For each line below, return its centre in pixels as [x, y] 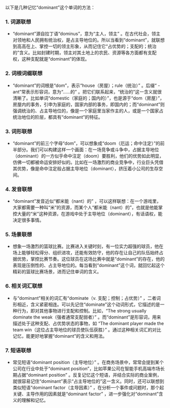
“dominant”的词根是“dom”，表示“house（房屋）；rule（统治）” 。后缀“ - [86, 85]
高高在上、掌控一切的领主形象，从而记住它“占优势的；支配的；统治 [87, 47]
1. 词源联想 [18, 22]
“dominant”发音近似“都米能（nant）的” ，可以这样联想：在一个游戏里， [87, 201]
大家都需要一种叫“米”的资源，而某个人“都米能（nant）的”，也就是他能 [85, 208]
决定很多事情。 [28, 220]
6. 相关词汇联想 [24, 286]
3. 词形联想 [19, 131]
